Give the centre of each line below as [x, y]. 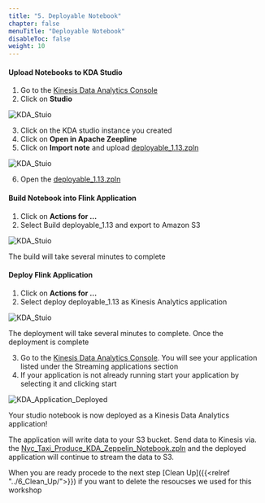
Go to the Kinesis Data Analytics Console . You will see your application [139, 357]
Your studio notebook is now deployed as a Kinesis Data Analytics [119, 415]
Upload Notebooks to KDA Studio [66, 72]
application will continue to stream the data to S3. [91, 457]
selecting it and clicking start [68, 383]
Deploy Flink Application [51, 275]
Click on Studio [46, 99]
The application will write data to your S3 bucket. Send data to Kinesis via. [133, 440]
